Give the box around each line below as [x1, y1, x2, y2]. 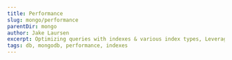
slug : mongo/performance [7, 17, 79, 23]
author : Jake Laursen [7, 29, 70, 37]
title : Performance [7, 10, 64, 17]
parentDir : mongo [7, 23, 57, 30]
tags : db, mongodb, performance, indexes [7, 42, 128, 49]
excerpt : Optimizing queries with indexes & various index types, [7, 36, 202, 43]
